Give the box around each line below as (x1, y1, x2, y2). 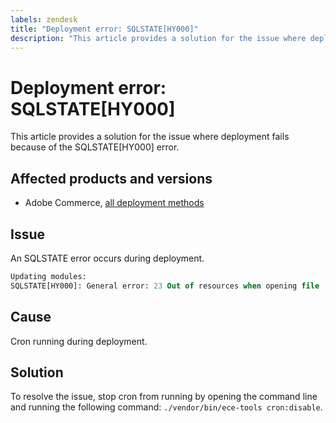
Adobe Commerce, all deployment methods (24, 197, 205, 209)
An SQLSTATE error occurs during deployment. (10, 252, 205, 264)
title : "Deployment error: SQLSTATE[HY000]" (10, 24, 199, 34)
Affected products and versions (10, 170, 213, 187)
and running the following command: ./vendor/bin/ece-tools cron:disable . (10, 401, 323, 413)
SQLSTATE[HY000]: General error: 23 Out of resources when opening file (10, 281, 320, 291)
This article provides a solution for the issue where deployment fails (10, 131, 290, 143)
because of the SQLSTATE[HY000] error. (10, 141, 180, 153)
